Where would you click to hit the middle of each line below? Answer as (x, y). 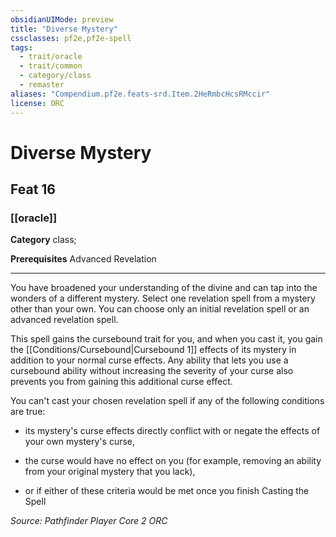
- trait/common (51, 66)
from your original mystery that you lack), (110, 472)
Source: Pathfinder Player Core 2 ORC (89, 521)
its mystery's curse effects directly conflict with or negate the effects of (172, 431)
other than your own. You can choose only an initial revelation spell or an (160, 309)
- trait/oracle (51, 57)
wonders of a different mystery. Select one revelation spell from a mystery (163, 298)
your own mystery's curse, (80, 442)
